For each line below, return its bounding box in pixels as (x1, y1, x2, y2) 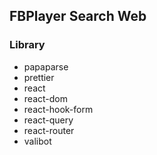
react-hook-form (23, 103, 94, 115)
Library (9, 38, 46, 52)
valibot (23, 135, 52, 147)
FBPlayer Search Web (9, 8, 147, 25)
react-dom (23, 92, 68, 104)
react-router (23, 124, 75, 136)
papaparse (23, 60, 69, 73)
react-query (23, 114, 74, 126)
